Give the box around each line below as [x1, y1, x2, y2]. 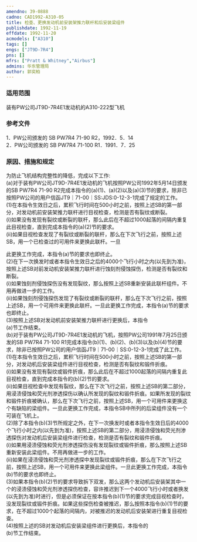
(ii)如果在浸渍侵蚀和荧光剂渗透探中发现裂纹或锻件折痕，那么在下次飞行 [6, 456, 177, 463]
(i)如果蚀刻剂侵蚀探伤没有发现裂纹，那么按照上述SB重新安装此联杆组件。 [6, 280, 182, 287]
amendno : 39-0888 [6, 8, 49, 15]
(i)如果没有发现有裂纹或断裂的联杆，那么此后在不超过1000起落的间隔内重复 [6, 216, 188, 223]
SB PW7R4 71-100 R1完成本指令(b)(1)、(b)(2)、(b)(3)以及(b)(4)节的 [16, 339, 178, 346]
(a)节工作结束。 [6, 324, 44, 331]
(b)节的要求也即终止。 [6, 471, 60, 478]
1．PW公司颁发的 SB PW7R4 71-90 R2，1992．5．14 [6, 134, 134, 141]
